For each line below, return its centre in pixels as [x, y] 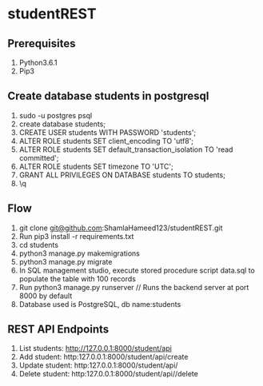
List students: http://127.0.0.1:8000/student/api [96, 348]
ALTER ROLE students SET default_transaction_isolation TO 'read [126, 149]
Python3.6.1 [38, 62]
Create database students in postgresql [108, 96]
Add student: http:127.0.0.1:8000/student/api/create [104, 357]
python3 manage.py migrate [66, 261]
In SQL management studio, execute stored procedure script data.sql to [137, 270]
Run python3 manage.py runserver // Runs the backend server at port [134, 287]
